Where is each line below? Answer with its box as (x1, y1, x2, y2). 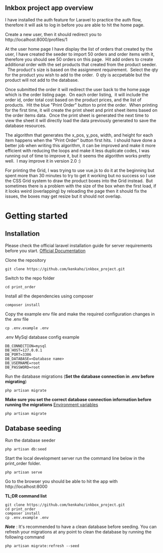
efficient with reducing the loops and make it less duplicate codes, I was (5, 147, 150, 153)
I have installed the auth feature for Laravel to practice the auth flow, (5, 17, 142, 22)
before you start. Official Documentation (5, 248, 86, 254)
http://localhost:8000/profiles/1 (5, 37, 68, 42)
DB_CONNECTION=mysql (5, 343, 47, 349)
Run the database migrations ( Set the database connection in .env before (5, 373, 155, 379)
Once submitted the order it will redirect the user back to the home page (5, 86, 150, 92)
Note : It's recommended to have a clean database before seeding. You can (5, 523, 157, 530)
